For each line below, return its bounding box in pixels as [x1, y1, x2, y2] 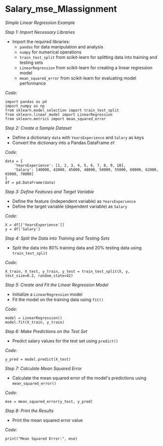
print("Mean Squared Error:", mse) [5, 436, 78, 441]
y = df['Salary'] [5, 226, 41, 231]
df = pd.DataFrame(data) [5, 180, 56, 185]
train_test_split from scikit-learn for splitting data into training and [19, 54, 158, 60]
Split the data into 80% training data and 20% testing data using [12, 245, 142, 250]
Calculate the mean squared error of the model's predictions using [12, 375, 147, 381]
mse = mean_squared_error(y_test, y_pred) [5, 399, 93, 404]
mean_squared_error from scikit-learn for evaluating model [19, 75, 137, 81]
